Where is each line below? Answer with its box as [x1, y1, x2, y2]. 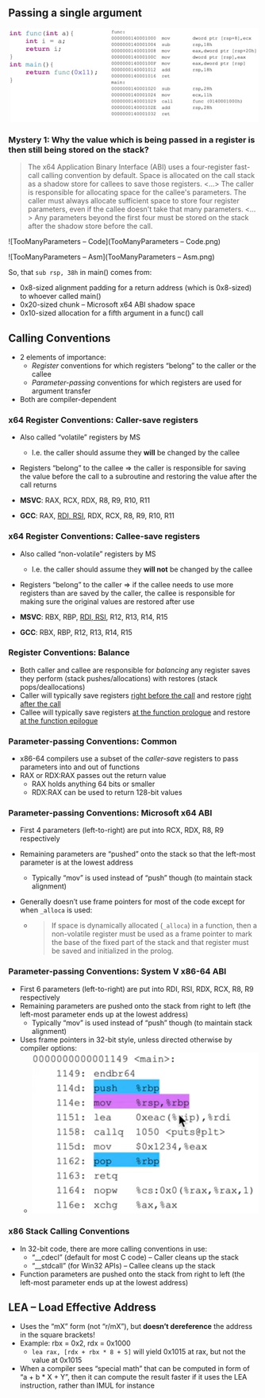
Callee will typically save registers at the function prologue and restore [19, 707, 252, 717]
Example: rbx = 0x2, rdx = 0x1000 [19, 1338, 131, 1348]
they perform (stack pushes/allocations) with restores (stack [19, 673, 218, 683]
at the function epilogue [19, 715, 98, 726]
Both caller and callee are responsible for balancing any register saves [19, 665, 251, 675]
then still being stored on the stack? [8, 144, 149, 155]
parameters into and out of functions [19, 762, 140, 772]
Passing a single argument [8, 6, 143, 20]
